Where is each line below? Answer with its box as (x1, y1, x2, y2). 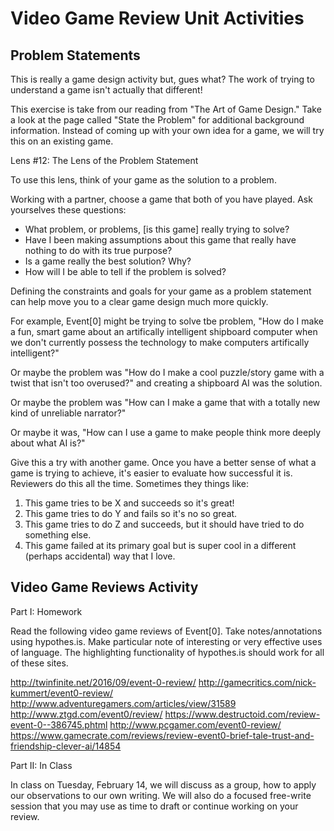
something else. (24, 529, 92, 541)
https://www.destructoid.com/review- (164, 708, 321, 720)
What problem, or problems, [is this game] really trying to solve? (24, 223, 290, 235)
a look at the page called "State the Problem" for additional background (10, 114, 305, 126)
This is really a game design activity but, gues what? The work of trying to (10, 73, 315, 85)
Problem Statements (10, 47, 141, 64)
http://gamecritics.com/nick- (198, 676, 317, 688)
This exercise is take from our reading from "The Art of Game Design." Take (10, 103, 322, 115)
